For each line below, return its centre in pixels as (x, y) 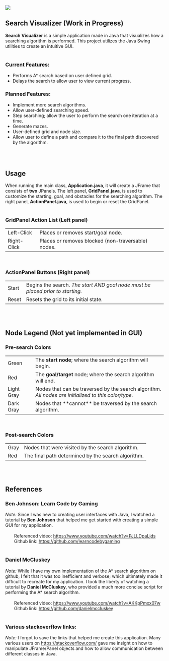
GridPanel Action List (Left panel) (47, 220)
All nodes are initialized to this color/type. (84, 395)
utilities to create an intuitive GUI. (39, 46)
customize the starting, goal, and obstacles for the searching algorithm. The (84, 196)
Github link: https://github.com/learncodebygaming (67, 542)
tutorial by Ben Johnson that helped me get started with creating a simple (82, 520)
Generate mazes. (30, 127)
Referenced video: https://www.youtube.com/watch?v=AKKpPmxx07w (88, 603)
